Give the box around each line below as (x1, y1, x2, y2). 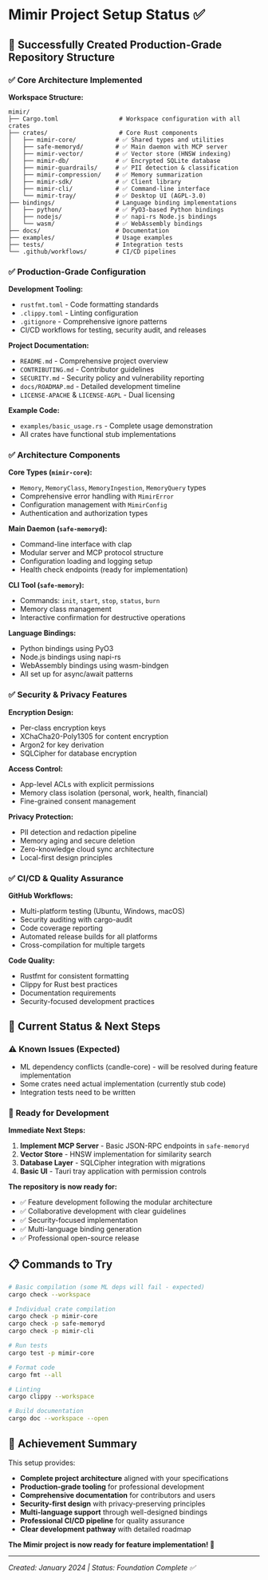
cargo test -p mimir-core (8, 1348, 94, 1357)
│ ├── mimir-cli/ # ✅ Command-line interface (8, 185, 210, 193)
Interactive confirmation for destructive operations (19, 613, 186, 622)
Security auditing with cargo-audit (19, 915, 133, 924)
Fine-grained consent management (19, 796, 136, 806)
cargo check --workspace (8, 1290, 91, 1299)
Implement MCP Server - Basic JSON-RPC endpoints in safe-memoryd (19, 1141, 250, 1151)
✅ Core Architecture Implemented (8, 74, 143, 85)
